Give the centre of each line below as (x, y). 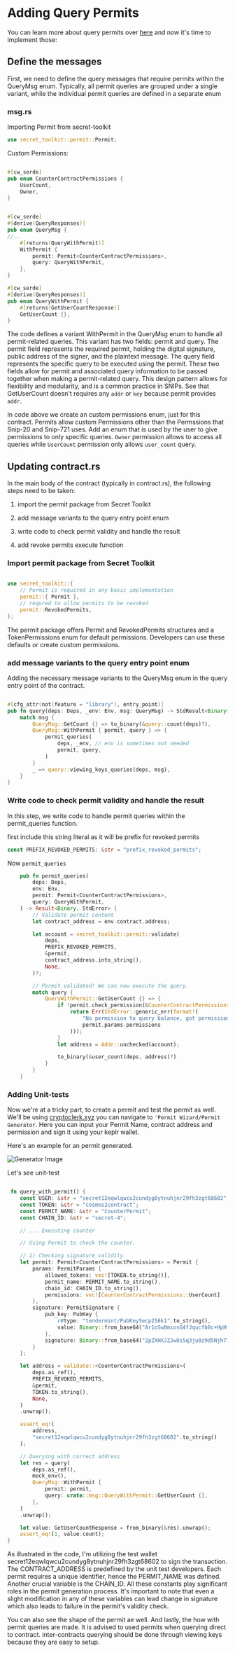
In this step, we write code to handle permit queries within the (96, 816)
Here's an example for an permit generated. (70, 1146)
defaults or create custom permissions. (64, 644)
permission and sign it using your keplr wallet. (73, 1132)
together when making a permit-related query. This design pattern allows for (117, 379)
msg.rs (20, 111)
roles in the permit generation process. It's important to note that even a (111, 1591)
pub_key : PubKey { (71, 1315)
